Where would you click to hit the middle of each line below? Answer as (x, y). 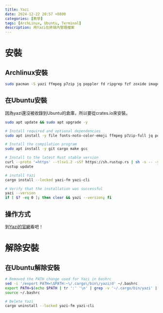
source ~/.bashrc (23, 293)
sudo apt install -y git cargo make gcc (47, 149)
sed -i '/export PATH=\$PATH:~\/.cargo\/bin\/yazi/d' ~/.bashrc (71, 283)
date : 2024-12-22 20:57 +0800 (36, 14)
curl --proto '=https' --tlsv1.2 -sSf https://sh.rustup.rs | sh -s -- (79, 162)
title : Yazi (17, 9)
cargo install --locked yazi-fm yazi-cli (48, 180)
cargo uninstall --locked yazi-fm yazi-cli (50, 306)
